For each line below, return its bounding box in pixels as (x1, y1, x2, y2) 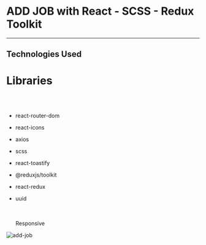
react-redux (15, 183, 46, 191)
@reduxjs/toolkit (15, 171, 57, 178)
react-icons (15, 124, 45, 131)
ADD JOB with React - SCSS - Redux (6, 4, 194, 18)
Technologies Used (6, 49, 82, 59)
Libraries (6, 73, 53, 87)
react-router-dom (15, 112, 60, 120)
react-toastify (15, 159, 50, 167)
